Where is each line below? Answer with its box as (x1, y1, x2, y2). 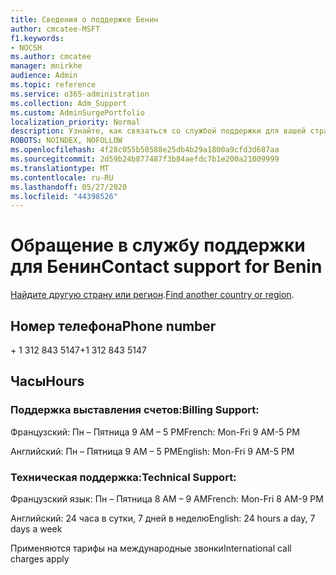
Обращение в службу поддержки (10, 234, 306, 257)
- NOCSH (10, 42, 43, 53)
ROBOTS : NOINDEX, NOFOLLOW (10, 136, 123, 146)
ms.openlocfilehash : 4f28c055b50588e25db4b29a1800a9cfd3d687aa (10, 145, 280, 155)
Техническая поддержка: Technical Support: (10, 470, 237, 484)
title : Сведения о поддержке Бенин (10, 14, 159, 25)
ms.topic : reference (10, 80, 97, 90)
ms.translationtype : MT (10, 163, 110, 173)
